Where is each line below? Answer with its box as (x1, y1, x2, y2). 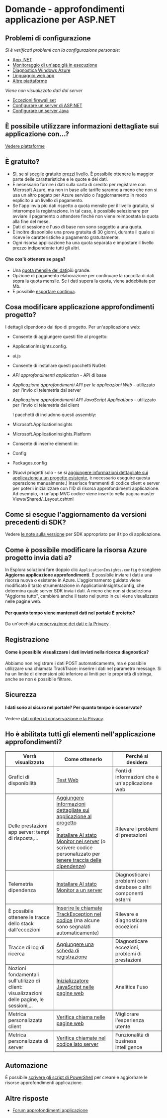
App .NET (12, 57, 32, 63)
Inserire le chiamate (56, 904, 103, 911)
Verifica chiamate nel (56, 1034, 106, 1041)
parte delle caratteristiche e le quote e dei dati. (12, 176, 108, 182)
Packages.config (12, 459, 47, 466)
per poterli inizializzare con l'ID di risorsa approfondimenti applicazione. (12, 485, 160, 491)
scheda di (56, 947, 80, 954)
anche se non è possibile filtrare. (5, 676, 72, 682)
